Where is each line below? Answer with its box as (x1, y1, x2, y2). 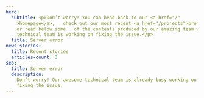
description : (11, 71, 44, 77)
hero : (5, 9, 19, 15)
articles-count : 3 (11, 54, 58, 60)
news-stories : (5, 43, 42, 49)
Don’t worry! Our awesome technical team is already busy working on (16, 77, 197, 83)
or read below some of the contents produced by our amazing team (16, 26, 194, 32)
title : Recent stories (11, 49, 69, 55)
